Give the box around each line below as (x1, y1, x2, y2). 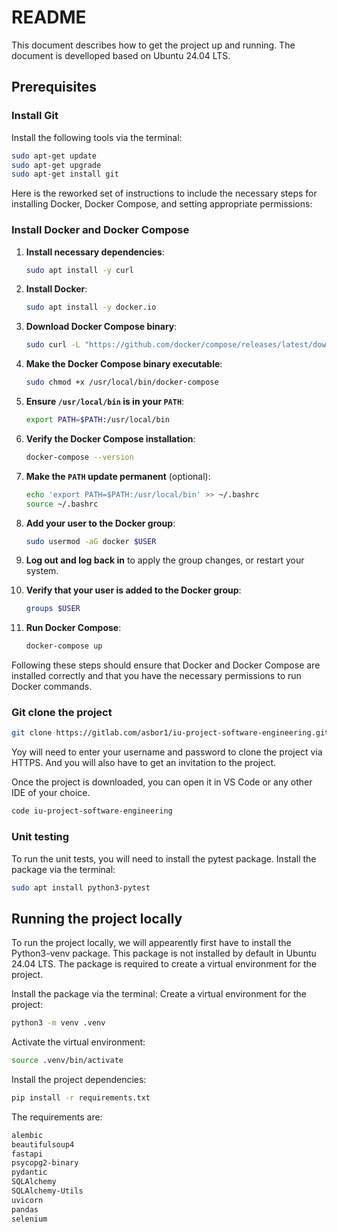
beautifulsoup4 (11, 1139, 75, 1150)
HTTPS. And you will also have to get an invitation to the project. (11, 757, 277, 769)
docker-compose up (25, 641, 103, 651)
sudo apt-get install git (11, 169, 119, 180)
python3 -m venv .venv (11, 1018, 106, 1028)
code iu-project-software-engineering (11, 806, 173, 816)
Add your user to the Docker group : (25, 517, 176, 529)
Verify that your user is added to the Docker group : (25, 584, 242, 596)
